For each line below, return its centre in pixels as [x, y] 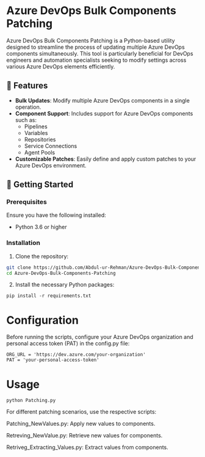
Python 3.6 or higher [41, 227]
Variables [36, 133]
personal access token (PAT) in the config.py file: [68, 343]
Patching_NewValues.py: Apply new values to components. [81, 424]
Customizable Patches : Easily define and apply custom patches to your [106, 159]
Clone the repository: [42, 256]
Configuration [43, 320]
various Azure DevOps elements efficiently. [61, 66]
